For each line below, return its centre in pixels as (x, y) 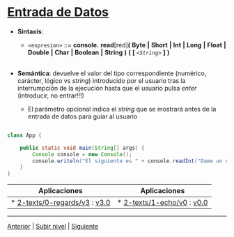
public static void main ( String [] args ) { (82, 148)
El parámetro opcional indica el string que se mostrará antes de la (122, 109)
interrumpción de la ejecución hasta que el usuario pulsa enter (107, 88)
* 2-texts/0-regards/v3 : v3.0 (61, 203)
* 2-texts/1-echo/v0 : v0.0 (163, 203)
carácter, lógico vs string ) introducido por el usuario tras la (101, 80)
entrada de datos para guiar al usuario (83, 116)
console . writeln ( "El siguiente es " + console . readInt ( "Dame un (127, 161)
